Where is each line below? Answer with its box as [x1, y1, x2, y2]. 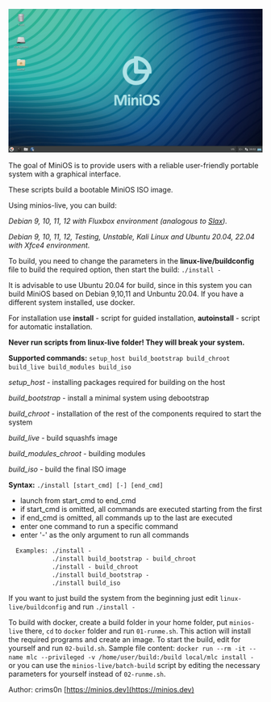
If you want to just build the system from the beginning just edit [8, 594, 219, 603]
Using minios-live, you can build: [8, 201, 117, 210]
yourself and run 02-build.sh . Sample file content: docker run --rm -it [8, 644, 246, 653]
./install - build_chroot [51, 563, 139, 571]
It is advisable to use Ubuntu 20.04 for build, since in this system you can [8, 281, 252, 290]
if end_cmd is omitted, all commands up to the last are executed [19, 513, 232, 522]
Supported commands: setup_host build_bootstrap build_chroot [8, 353, 231, 363]
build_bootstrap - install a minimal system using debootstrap [8, 393, 210, 403]
